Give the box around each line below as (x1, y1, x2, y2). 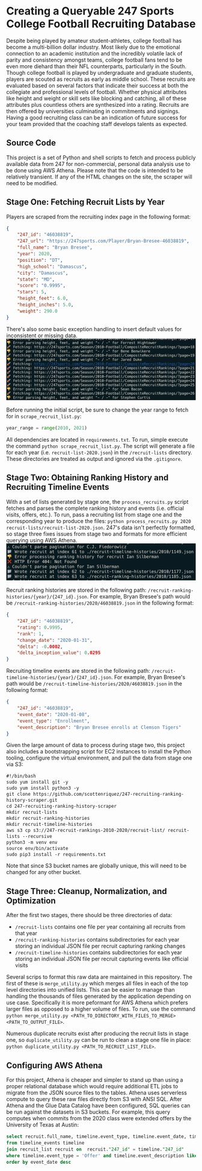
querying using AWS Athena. (6, 536, 78, 544)
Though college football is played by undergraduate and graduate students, (6, 69, 194, 76)
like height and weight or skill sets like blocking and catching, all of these (6, 95, 187, 102)
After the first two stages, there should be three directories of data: (6, 912, 173, 919)
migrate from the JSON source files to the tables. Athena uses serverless (6, 1089, 188, 1096)
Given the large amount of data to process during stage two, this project (6, 741, 185, 749)
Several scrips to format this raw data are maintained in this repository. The (6, 973, 193, 981)
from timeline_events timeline (6, 1140, 85, 1146)
